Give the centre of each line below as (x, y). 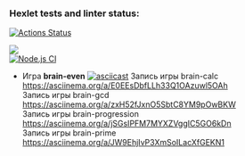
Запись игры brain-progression (81, 114)
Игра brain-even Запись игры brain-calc (120, 76)
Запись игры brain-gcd (65, 95)
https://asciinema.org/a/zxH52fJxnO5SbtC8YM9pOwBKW (129, 104)
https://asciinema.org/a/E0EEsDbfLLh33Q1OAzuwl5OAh (125, 86)
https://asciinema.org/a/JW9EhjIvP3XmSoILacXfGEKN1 (123, 143)
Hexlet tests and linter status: (74, 13)
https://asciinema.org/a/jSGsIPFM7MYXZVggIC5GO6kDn (127, 124)
